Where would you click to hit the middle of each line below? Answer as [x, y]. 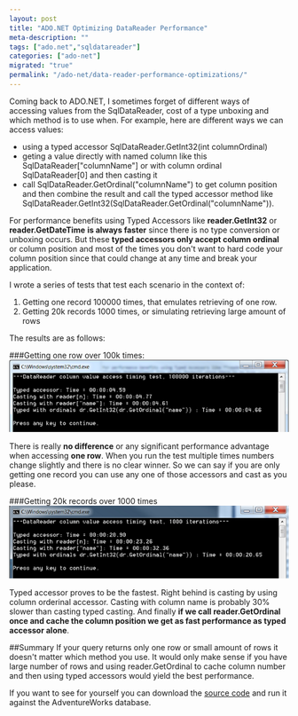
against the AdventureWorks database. [80, 703]
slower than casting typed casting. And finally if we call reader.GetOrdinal [145, 611]
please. [23, 484]
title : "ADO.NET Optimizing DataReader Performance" [109, 28]
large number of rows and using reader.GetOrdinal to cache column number [148, 666]
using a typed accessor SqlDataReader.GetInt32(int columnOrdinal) [145, 146]
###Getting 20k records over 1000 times [83, 500]
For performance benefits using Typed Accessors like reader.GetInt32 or [143, 220]
